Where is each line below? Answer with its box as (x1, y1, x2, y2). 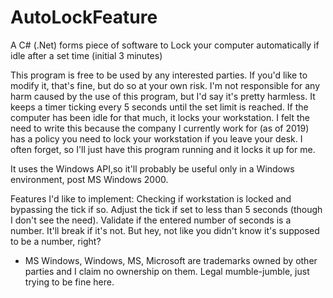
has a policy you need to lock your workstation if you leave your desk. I (10, 132, 303, 145)
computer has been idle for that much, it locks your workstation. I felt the (10, 111, 310, 123)
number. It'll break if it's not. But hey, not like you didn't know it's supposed (10, 224, 320, 236)
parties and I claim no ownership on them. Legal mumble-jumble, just (24, 265, 310, 277)
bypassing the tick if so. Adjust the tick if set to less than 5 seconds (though (10, 203, 323, 215)
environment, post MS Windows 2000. (10, 173, 169, 185)
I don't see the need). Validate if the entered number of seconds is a (10, 214, 292, 226)
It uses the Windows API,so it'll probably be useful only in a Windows (10, 162, 295, 175)
